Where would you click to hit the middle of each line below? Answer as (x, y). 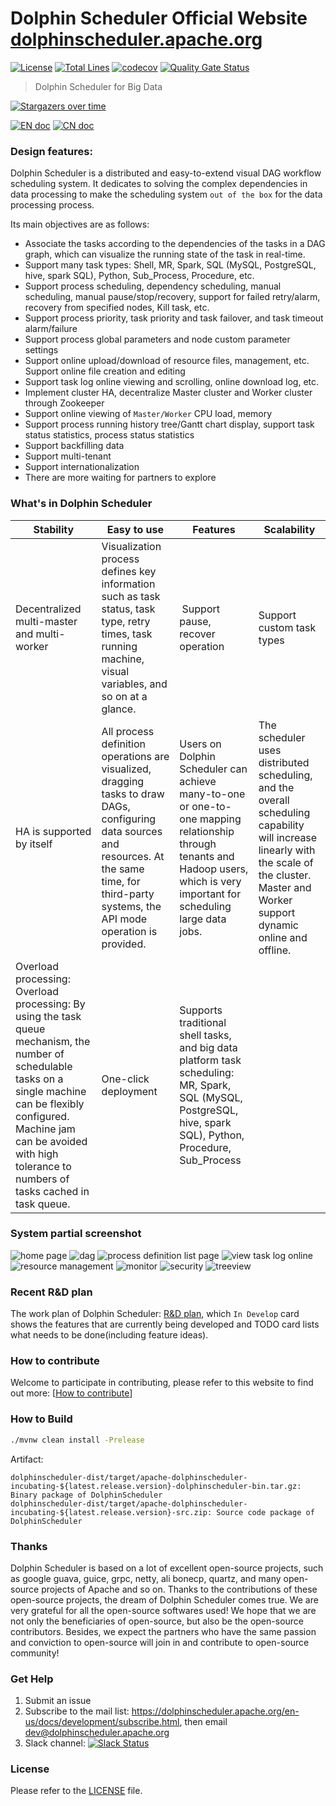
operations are (135, 756)
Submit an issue (58, 1701)
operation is (129, 931)
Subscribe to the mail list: (77, 1711)
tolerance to (43, 1166)
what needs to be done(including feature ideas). (109, 1335)
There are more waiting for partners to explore (120, 478)
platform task (210, 1060)
